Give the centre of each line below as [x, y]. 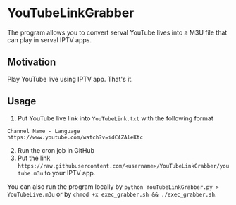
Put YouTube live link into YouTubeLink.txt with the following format [115, 118]
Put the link [34, 158]
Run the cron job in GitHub [56, 150]
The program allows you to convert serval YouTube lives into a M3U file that [117, 32]
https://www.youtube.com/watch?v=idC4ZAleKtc [75, 137]
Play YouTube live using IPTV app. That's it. [70, 79]
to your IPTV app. [70, 173]
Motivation [32, 62]
